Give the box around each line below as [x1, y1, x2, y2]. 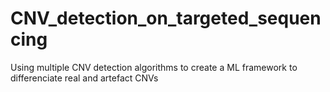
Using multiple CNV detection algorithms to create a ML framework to [10, 61, 298, 73]
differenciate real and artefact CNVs [10, 72, 159, 84]
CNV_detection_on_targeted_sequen [10, 7, 322, 30]
